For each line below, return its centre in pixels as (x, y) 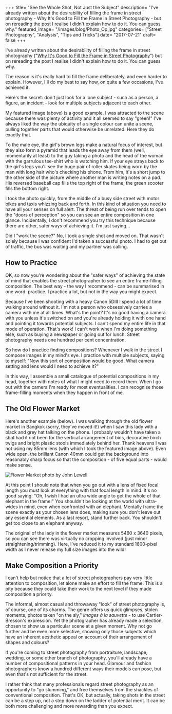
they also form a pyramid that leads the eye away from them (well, (75, 150)
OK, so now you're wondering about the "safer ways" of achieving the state (85, 275)
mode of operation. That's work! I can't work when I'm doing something (81, 329)
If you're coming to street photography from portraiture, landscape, (77, 652)
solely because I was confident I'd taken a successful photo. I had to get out (86, 241)
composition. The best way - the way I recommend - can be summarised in (85, 286)
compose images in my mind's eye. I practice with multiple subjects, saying (85, 355)
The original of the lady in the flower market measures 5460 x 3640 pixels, (84, 533)
